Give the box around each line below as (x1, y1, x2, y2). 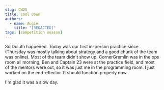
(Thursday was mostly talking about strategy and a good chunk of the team (5, 49, 158, 55)
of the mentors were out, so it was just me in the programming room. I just (5, 64, 155, 70)
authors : (5, 16, 23, 21)
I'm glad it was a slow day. (5, 79, 58, 85)
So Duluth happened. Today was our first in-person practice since (5, 44, 139, 49)
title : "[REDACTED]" (14, 26, 56, 30)
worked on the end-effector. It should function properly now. (5, 70, 128, 75)
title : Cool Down (5, 12, 41, 17)
